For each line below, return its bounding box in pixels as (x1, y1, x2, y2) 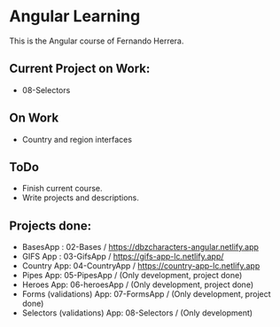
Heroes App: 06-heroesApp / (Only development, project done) (21, 279, 254, 290)
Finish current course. (21, 183, 104, 194)
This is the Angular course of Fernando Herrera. (9, 35, 184, 46)
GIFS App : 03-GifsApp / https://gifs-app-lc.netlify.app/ (21, 251, 224, 262)
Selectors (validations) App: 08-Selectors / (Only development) (21, 308, 253, 318)
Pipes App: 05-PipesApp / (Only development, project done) (21, 270, 243, 281)
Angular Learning (9, 6, 141, 27)
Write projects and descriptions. (21, 192, 139, 203)
